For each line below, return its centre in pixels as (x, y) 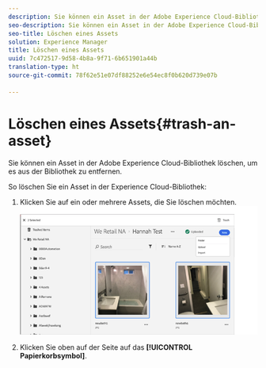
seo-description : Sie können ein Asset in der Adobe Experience (116, 25)
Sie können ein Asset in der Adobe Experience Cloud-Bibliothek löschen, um (133, 163)
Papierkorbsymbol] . (53, 355)
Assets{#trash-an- (173, 124)
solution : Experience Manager (58, 42)
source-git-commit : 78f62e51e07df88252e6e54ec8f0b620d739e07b (113, 75)
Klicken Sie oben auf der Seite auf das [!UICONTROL (106, 347)
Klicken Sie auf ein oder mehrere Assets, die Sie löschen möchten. (128, 201)
